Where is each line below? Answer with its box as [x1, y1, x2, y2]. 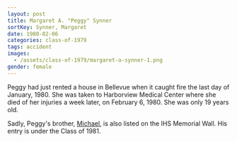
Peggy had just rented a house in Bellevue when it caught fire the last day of [7, 82, 230, 91]
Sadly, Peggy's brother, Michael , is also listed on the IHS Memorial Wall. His [7, 119, 228, 128]
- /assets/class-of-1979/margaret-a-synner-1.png [13, 57, 163, 64]
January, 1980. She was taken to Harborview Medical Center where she [7, 90, 216, 99]
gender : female [7, 63, 52, 70]
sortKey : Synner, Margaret [7, 23, 87, 31]
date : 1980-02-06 [7, 30, 59, 38]
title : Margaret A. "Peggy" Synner [7, 17, 112, 24]
